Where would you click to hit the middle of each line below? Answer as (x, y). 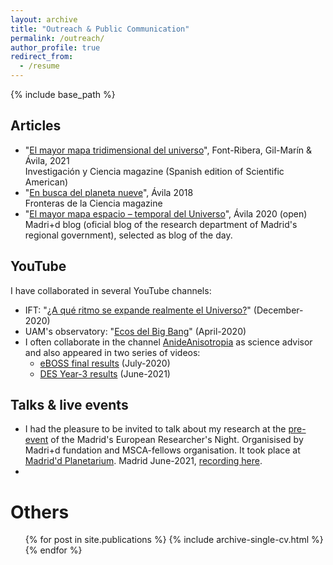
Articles (36, 126)
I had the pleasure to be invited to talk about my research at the (155, 429)
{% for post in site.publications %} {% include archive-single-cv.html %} (174, 540)
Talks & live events (69, 405)
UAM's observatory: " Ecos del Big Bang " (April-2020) (135, 331)
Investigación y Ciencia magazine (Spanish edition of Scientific (154, 171)
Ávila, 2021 (47, 160)
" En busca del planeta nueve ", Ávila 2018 (109, 192)
